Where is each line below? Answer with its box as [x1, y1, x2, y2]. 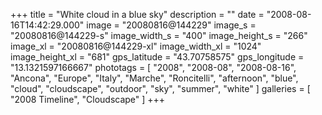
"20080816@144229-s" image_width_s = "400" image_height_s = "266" [10, 30, 308, 41]
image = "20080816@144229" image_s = [86, 19, 257, 31]
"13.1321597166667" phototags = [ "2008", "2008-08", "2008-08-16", [10, 62, 297, 73]
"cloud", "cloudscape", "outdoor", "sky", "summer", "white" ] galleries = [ [10, 83, 311, 94]
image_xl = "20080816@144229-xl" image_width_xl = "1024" [10, 40, 262, 52]
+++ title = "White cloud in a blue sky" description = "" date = [10, 9, 265, 20]
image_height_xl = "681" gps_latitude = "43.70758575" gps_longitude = [10, 51, 305, 63]
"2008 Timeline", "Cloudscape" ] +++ [10, 94, 166, 105]
